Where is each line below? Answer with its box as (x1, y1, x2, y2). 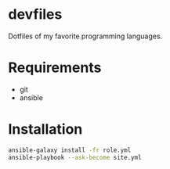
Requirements (8, 59, 102, 77)
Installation (8, 120, 83, 138)
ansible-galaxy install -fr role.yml (8, 146, 132, 154)
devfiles (8, 5, 63, 23)
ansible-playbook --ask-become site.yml (8, 153, 143, 161)
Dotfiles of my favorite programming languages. (8, 31, 163, 41)
